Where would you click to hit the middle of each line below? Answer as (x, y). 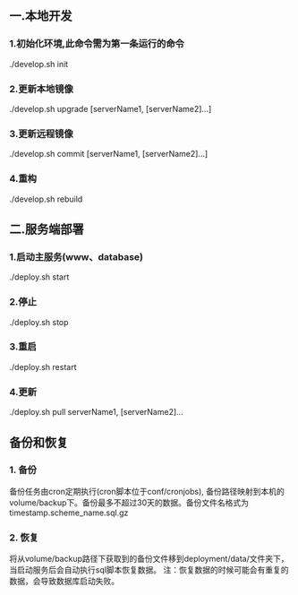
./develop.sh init (39, 64)
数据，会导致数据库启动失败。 (64, 582)
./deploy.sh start (39, 277)
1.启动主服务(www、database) (76, 256)
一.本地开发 (41, 16)
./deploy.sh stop (39, 322)
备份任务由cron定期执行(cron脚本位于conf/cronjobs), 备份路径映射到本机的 (147, 491)
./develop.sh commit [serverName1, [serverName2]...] (109, 154)
